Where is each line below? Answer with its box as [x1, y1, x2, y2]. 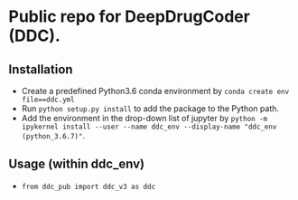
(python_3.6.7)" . [21, 130, 86, 141]
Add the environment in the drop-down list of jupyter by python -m [21, 113, 268, 123]
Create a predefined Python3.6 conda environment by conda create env [21, 86, 290, 96]
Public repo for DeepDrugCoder [8, 6, 250, 27]
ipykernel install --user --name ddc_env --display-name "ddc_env [21, 122, 277, 131]
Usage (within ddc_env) [8, 157, 145, 172]
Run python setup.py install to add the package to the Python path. [21, 103, 280, 114]
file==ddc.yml [21, 95, 75, 104]
